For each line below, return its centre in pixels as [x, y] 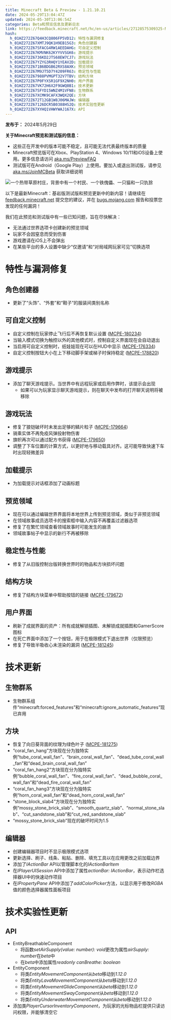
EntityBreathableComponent [42, 944]
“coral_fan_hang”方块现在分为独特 [48, 751]
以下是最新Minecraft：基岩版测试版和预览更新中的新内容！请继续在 [76, 193]
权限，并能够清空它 [37, 1012]
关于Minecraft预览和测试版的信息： [42, 135]
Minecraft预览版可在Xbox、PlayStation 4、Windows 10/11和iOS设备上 [85, 153]
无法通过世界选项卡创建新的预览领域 [51, 228]
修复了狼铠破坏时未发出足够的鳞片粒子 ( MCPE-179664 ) [70, 427]
